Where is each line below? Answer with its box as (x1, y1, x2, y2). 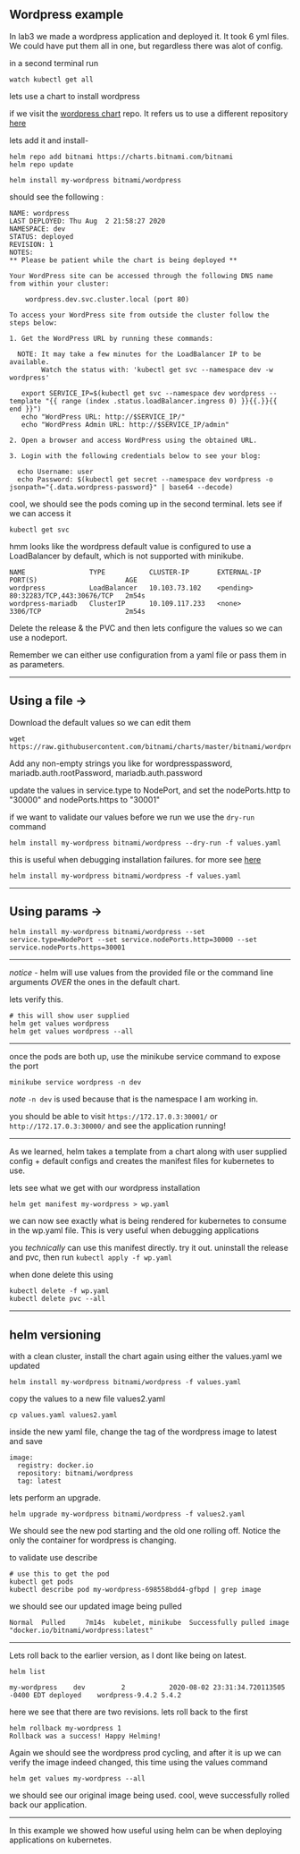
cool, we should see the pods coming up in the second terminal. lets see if (9, 498, 283, 509)
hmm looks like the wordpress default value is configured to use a (9, 540, 252, 551)
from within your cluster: (9, 279, 110, 288)
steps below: (9, 318, 58, 327)
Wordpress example (9, 7, 124, 22)
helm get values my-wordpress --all (9, 1774, 146, 1783)
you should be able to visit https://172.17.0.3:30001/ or (9, 1111, 218, 1122)
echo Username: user (17, 467, 94, 476)
